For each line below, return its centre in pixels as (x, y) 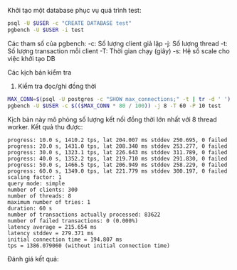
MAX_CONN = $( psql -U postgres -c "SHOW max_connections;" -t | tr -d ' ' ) (119, 99)
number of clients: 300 (43, 190)
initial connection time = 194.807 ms (65, 239)
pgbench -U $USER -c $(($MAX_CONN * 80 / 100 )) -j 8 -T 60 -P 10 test (114, 106)
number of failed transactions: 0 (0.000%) (73, 221)
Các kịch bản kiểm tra (39, 72)
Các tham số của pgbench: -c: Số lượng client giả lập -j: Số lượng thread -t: (117, 43)
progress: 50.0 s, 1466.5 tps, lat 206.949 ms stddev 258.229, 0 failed (117, 165)
